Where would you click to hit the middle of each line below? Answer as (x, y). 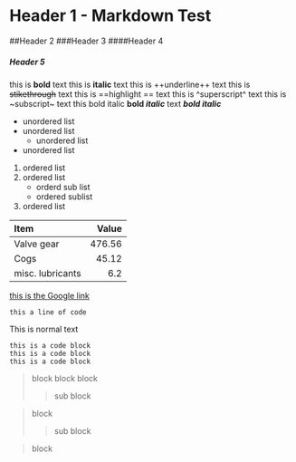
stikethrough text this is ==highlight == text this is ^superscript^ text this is (148, 94)
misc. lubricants (48, 273)
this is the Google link (50, 295)
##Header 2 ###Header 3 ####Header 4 (86, 41)
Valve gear (37, 244)
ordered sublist (64, 197)
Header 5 (27, 62)
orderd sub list (63, 187)
